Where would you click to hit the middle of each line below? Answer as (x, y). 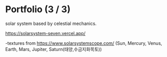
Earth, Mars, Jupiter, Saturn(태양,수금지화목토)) (53, 49)
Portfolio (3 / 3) (38, 9)
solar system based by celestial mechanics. (51, 23)
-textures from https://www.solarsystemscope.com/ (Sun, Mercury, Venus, (84, 43)
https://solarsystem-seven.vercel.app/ (45, 33)
